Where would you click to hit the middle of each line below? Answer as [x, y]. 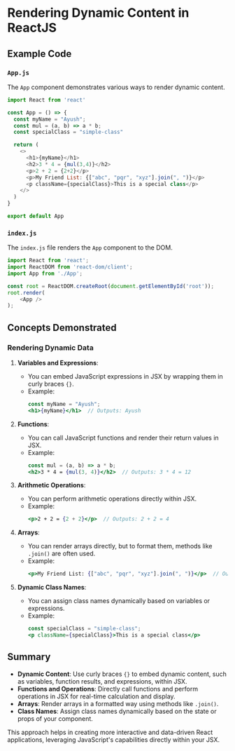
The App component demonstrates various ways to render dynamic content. [116, 87]
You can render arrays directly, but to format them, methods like [120, 546]
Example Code [40, 54]
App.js [19, 73]
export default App [36, 216]
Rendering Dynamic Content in [98, 13]
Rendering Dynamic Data [51, 347]
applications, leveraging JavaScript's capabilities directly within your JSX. [114, 739]
